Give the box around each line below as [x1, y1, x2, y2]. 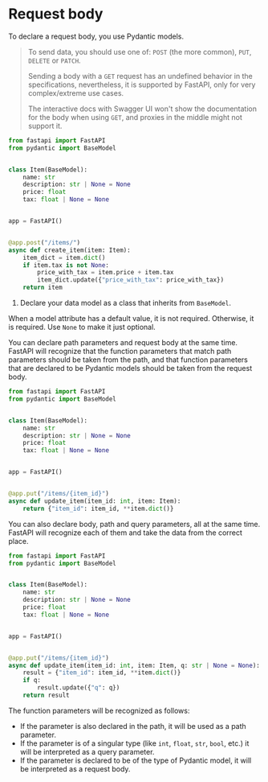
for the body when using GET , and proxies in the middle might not [27, 112, 242, 121]
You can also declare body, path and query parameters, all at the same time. [8, 519, 261, 529]
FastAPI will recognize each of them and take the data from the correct [8, 528, 243, 537]
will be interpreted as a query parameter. [19, 747, 155, 756]
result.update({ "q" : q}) [37, 684, 120, 692]
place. [8, 536, 30, 545]
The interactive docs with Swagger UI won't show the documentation [27, 104, 258, 113]
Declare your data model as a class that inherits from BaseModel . [19, 298, 231, 308]
